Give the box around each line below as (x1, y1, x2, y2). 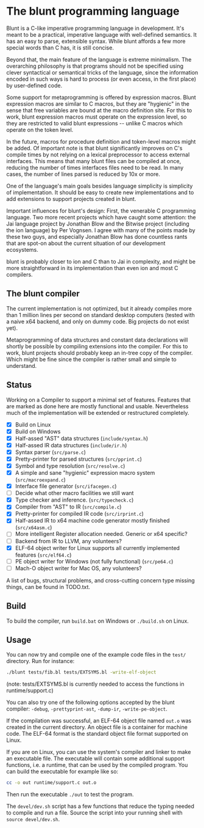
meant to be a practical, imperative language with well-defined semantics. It (6, 31, 197, 38)
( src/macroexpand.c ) (15, 476, 66, 483)
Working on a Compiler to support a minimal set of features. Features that (6, 396, 191, 403)
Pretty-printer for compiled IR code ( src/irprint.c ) (15, 510, 144, 518)
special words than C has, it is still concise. (6, 44, 114, 51)
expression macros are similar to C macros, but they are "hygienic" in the (6, 100, 190, 108)
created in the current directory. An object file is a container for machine (6, 724, 188, 731)
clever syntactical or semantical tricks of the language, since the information (6, 68, 199, 76)
